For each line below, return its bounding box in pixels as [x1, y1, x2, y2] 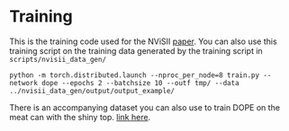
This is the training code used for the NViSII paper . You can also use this [9, 36, 277, 47]
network [9, 78, 39, 87]
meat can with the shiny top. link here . [9, 111, 151, 122]
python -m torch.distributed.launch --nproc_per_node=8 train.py [9, 70, 259, 80]
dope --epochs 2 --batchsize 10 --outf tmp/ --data [41, 78, 240, 87]
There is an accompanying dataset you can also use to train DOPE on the [9, 101, 281, 113]
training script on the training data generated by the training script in [9, 45, 263, 56]
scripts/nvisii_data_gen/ [9, 55, 106, 64]
